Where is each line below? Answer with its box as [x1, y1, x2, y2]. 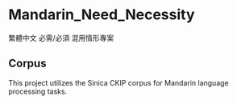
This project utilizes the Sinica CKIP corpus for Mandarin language [8, 78, 230, 87]
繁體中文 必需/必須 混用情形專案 [8, 33, 114, 42]
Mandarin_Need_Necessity [8, 6, 195, 24]
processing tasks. [8, 86, 68, 96]
